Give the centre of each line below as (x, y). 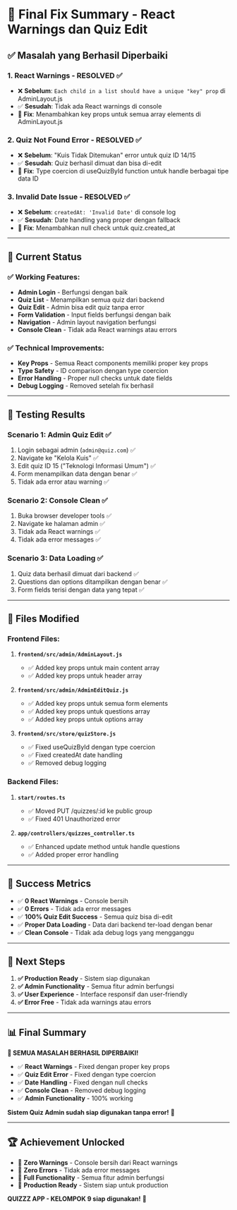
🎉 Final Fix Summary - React (91, 14)
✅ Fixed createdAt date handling (75, 755)
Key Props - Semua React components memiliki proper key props (113, 363)
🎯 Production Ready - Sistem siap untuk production (93, 1185)
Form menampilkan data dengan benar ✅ (77, 474)
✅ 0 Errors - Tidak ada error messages (74, 908)
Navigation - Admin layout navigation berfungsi (87, 322)
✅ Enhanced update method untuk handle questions (104, 846)
